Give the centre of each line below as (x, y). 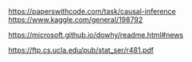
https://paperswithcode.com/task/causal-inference (92, 11)
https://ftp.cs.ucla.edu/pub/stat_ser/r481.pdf (81, 50)
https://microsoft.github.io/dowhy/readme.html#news (96, 35)
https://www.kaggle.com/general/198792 (76, 20)
